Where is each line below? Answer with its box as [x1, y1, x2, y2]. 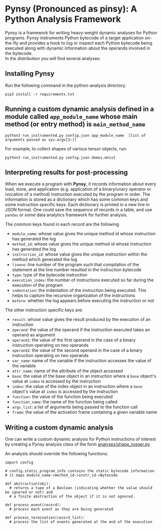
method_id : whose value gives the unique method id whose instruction [12, 241, 151, 247]
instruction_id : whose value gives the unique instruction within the [12, 251, 147, 257]
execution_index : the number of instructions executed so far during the [12, 277, 154, 283]
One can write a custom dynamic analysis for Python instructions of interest [5, 436, 156, 442]
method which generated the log [12, 256, 77, 262]
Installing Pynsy [5, 69, 55, 78]
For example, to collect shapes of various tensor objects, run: [5, 145, 127, 151]
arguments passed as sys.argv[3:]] [5, 137, 77, 142]
